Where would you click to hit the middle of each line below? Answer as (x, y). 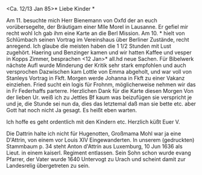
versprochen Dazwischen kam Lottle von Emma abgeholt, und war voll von (99, 72)
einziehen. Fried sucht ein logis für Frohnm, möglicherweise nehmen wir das (101, 84)
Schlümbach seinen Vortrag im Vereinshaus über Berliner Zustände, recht (98, 40)
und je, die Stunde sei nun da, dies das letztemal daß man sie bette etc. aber (101, 104)
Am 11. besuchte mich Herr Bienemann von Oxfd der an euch (82, 20)
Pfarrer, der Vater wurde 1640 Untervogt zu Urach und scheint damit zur (96, 159)
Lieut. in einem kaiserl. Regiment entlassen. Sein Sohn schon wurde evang (99, 153)
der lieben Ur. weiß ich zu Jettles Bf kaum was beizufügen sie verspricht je (99, 97)
